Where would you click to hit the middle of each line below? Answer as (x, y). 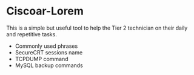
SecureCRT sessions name (49, 52)
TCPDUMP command (42, 59)
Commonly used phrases (46, 46)
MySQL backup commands (49, 65)
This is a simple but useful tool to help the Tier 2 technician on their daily (97, 28)
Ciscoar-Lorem (45, 11)
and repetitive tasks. (32, 34)
